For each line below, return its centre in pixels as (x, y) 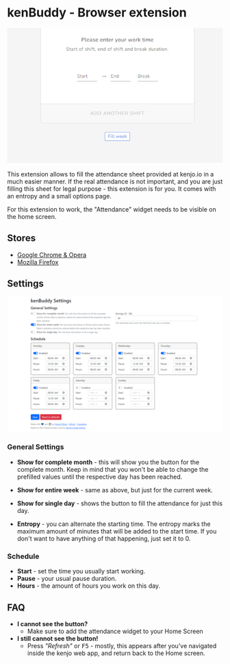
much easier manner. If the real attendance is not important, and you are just (115, 181)
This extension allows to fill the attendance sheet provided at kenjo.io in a (111, 174)
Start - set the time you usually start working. (81, 571)
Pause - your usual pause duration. (67, 579)
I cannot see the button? (52, 623)
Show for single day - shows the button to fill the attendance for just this (120, 503)
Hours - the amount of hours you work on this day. (89, 586)
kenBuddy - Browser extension (97, 13)
